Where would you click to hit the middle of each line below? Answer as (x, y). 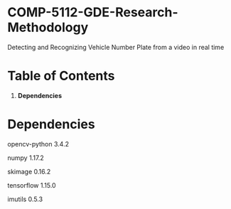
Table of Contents (61, 76)
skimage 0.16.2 (29, 171)
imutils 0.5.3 (25, 199)
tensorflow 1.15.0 (32, 185)
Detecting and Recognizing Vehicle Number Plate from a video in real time (116, 47)
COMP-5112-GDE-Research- (93, 12)
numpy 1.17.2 (26, 158)
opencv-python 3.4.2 (38, 144)
